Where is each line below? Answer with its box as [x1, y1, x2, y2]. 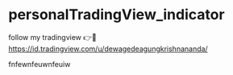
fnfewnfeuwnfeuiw [8, 59, 71, 69]
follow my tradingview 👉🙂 [8, 32, 97, 41]
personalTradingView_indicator [8, 6, 225, 24]
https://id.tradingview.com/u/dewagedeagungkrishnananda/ [8, 44, 208, 53]
